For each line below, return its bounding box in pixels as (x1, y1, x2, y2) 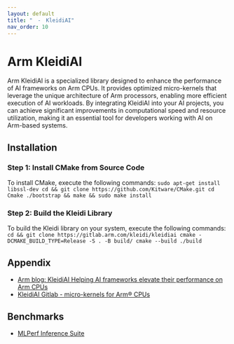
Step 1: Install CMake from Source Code (7, 163, 145, 172)
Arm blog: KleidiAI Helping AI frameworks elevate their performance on (17, 275, 223, 284)
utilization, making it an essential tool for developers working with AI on (7, 113, 213, 123)
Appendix (7, 256, 51, 268)
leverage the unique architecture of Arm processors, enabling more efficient (7, 92, 227, 100)
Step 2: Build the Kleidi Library (7, 208, 113, 218)
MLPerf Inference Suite (17, 329, 85, 337)
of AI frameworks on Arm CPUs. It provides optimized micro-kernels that (7, 84, 217, 92)
